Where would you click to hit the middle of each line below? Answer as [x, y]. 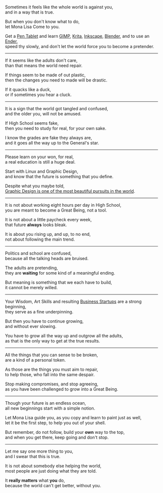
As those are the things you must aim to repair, [52, 369]
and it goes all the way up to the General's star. [52, 143]
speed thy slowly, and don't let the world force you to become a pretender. [80, 46]
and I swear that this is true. [33, 456]
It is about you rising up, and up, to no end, [48, 234]
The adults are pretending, [32, 268]
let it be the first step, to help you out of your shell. [56, 423]
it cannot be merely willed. [32, 288]
